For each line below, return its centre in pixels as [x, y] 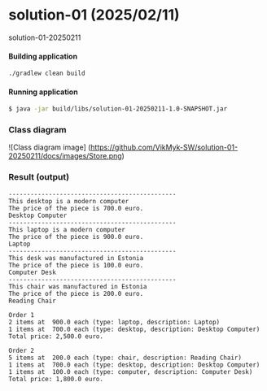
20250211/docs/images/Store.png [65, 156]
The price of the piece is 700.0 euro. [76, 208]
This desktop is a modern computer [69, 201]
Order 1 [22, 315]
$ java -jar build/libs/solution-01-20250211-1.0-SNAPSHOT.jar [118, 109]
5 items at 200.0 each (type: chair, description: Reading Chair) [125, 358]
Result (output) [39, 177]
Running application [44, 92]
